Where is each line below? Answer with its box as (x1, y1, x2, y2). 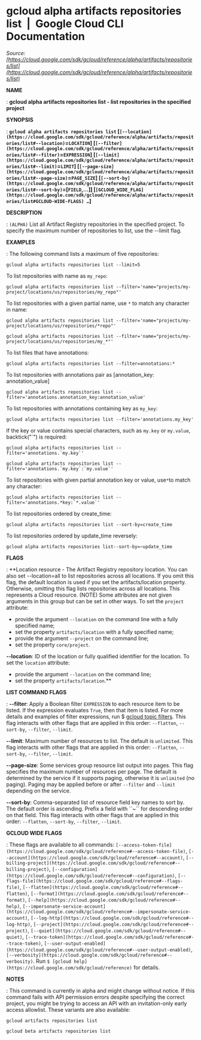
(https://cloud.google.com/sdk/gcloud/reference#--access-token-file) (6, 848, 186, 854)
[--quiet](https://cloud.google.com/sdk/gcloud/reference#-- (31, 927, 187, 934)
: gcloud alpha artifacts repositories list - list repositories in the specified (6, 98, 191, 105)
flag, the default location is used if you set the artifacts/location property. (6, 578, 187, 585)
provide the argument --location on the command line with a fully (14, 615, 178, 622)
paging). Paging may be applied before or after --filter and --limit (6, 781, 175, 788)
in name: (6, 306, 28, 313)
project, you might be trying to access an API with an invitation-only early (6, 999, 187, 1007)
